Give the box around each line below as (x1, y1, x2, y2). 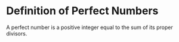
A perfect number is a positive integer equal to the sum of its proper (6, 24, 173, 31)
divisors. (6, 30, 27, 37)
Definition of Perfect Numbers (6, 4, 159, 18)
